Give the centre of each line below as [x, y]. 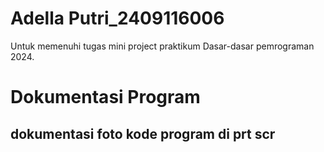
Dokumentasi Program [105, 97]
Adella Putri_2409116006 [117, 18]
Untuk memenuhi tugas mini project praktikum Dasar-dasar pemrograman [162, 46]
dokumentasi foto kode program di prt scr [143, 133]
